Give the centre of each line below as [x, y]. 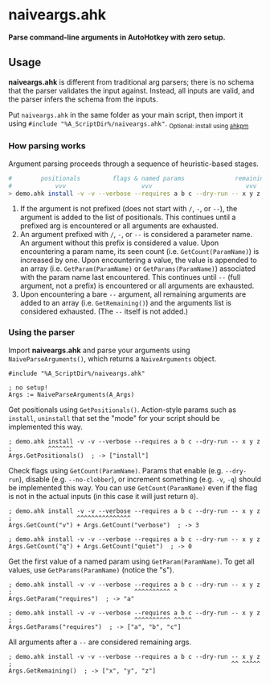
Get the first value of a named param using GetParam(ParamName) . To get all [131, 561]
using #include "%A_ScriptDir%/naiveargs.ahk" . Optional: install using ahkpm [129, 124]
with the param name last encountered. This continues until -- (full [130, 277]
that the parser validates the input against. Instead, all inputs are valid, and [131, 90]
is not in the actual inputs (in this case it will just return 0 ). [103, 496]
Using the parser [42, 332]
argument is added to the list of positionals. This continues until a [128, 217]
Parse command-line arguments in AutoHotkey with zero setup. [117, 37]
